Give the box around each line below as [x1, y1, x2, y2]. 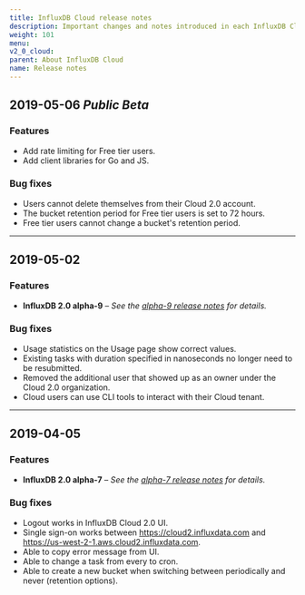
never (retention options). [22, 575, 118, 586]
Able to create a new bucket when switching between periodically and [22, 565, 286, 576]
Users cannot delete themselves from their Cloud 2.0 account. [22, 198, 256, 209]
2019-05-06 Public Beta [9, 97, 150, 113]
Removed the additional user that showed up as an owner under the [22, 372, 277, 383]
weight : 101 [9, 30, 54, 39]
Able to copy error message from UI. [22, 546, 160, 557]
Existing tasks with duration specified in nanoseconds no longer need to [22, 353, 293, 364]
